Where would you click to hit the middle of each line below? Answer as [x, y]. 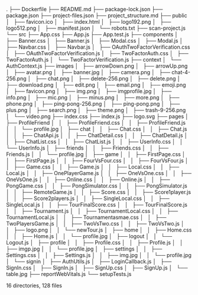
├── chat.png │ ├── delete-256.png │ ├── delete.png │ [108, 78]
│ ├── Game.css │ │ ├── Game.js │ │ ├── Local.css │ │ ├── [93, 167]
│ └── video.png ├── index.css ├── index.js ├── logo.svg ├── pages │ [98, 116]
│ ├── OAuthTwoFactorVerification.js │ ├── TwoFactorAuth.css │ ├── [98, 53]
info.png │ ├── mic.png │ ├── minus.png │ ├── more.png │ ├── [93, 97]
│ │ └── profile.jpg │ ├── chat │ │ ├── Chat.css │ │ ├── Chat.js [97, 129]
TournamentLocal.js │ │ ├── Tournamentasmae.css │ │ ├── [86, 217]
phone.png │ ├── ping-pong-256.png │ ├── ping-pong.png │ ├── [93, 104]
